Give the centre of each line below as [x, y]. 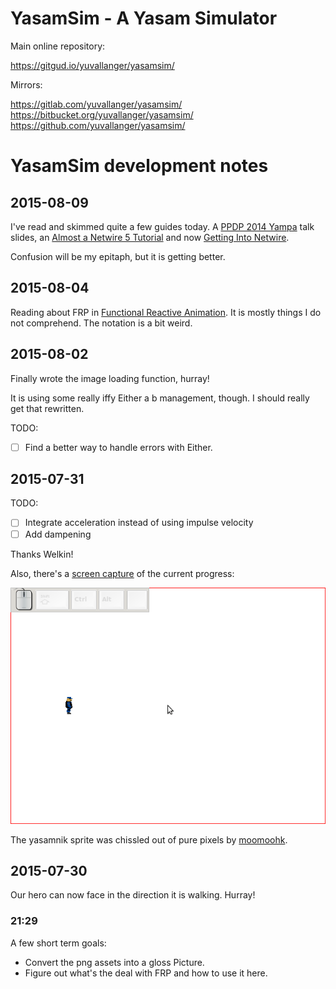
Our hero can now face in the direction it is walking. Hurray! [133, 895]
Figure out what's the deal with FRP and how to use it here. [146, 973]
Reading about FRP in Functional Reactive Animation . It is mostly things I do [166, 312]
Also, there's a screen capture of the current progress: [122, 573]
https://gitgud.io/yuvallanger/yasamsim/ [92, 65]
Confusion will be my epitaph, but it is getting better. [118, 256]
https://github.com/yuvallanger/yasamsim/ [98, 125]
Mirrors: [26, 84]
